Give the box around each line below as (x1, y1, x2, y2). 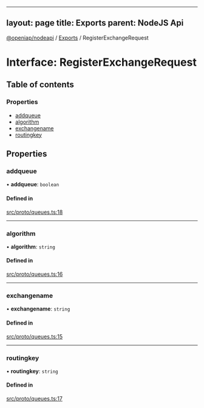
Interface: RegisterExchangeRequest (6, 55, 197, 69)
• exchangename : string (6, 305, 70, 312)
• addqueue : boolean (6, 181, 59, 188)
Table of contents (6, 80, 74, 90)
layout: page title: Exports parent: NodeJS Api (6, 18, 184, 28)
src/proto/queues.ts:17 (6, 395, 63, 403)
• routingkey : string (6, 367, 59, 375)
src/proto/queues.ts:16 (6, 270, 63, 278)
